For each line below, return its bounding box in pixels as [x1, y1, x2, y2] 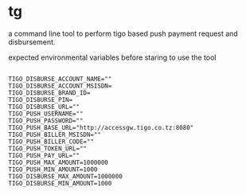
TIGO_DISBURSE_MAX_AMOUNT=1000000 [8, 172, 123, 181]
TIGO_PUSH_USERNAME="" [8, 110, 84, 118]
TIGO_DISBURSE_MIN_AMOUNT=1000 [8, 179, 112, 187]
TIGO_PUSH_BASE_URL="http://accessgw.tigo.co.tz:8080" [8, 123, 194, 131]
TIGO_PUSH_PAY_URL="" [8, 151, 80, 159]
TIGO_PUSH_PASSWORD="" [8, 116, 84, 125]
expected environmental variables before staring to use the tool [8, 53, 217, 62]
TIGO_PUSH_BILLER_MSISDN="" [8, 131, 102, 138]
